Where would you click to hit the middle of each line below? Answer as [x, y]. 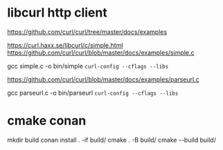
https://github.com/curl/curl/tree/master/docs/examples [87, 32]
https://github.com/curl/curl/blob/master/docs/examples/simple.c [101, 53]
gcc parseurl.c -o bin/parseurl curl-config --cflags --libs [93, 93]
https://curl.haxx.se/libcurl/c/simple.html [65, 45]
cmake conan [47, 121]
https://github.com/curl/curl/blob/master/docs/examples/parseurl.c [103, 79]
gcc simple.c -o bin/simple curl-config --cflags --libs [88, 66]
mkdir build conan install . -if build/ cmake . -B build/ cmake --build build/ [112, 140]
